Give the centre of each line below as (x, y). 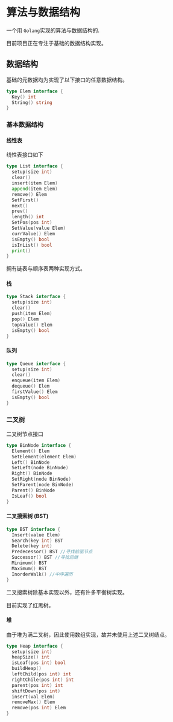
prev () (20, 211)
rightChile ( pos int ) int (43, 680)
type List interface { (35, 166)
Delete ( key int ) (32, 546)
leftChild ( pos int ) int (41, 674)
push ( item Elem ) (32, 314)
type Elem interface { (35, 91)
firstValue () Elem (35, 392)
